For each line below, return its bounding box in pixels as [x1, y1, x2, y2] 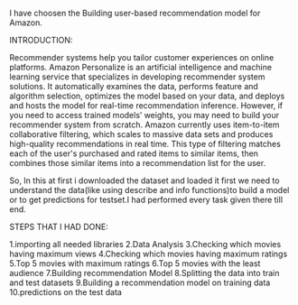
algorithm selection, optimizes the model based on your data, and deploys [9, 90, 285, 101]
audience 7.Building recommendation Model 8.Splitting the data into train [9, 268, 280, 278]
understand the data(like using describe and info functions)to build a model [9, 185, 290, 195]
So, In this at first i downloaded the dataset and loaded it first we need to [9, 175, 280, 186]
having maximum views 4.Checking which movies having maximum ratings [9, 248, 288, 259]
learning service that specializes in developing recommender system [9, 71, 265, 82]
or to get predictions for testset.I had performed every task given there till [9, 194, 283, 205]
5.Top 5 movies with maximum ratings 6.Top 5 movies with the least [9, 258, 261, 269]
